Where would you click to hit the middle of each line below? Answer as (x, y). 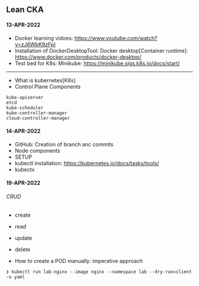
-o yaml (16, 277)
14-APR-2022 (23, 131)
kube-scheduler (25, 108)
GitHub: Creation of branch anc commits (64, 144)
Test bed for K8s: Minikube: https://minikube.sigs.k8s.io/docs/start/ (97, 63)
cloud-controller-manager (38, 118)
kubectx (25, 169)
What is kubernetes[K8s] (45, 80)
